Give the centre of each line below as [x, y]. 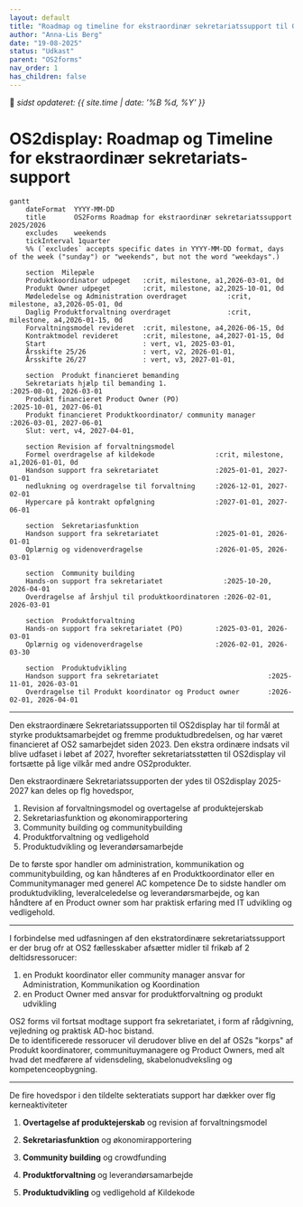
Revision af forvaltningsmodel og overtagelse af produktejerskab [143, 808]
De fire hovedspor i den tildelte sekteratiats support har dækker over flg [142, 1095]
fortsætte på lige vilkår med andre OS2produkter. [101, 763]
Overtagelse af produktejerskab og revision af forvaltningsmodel [145, 1122]
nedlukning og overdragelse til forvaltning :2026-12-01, [145, 486]
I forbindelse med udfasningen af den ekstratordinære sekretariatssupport [147, 938]
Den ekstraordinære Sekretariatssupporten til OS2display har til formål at [145, 725]
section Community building [80, 573]
